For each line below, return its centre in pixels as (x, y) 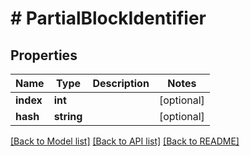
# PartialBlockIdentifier (108, 18)
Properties (44, 55)
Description (121, 83)
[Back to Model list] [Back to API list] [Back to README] (125, 141)
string (68, 116)
